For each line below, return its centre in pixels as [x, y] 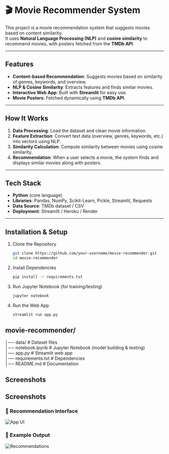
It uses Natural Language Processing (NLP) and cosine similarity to [76, 38]
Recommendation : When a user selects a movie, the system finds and [86, 157]
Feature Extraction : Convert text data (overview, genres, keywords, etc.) [88, 136]
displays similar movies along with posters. [57, 163]
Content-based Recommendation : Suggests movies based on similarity [87, 76]
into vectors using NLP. [37, 141]
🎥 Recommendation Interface [42, 411]
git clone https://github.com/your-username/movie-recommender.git [84, 253]
